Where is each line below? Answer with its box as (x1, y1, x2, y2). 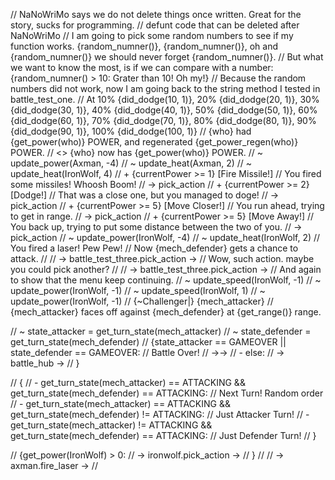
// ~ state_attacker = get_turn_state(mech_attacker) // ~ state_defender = (10, 325, 312, 337)
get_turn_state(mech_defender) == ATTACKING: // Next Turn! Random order (10, 387, 324, 399)
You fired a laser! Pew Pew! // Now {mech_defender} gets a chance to (10, 242, 299, 254)
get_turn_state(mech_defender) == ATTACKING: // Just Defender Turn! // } (10, 430, 317, 441)
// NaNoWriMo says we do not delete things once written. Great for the (10, 9, 302, 20)
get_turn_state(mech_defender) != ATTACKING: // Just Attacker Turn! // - (10, 409, 310, 420)
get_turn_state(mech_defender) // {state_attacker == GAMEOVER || (10, 336, 287, 348)
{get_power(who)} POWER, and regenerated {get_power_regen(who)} (10, 136, 299, 148)
